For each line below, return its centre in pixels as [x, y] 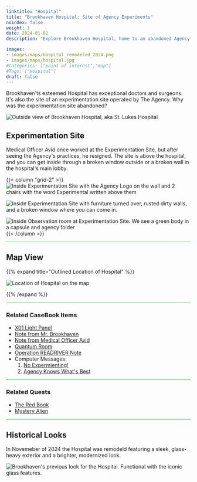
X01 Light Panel [33, 328]
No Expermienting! [46, 365]
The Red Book [32, 405]
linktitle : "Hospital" [34, 11]
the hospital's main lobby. [37, 168]
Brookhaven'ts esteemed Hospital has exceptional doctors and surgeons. [94, 93]
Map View [25, 258]
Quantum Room [33, 347]
